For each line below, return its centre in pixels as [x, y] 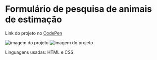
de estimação [34, 19]
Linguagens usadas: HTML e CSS [39, 52]
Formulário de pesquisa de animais [78, 9]
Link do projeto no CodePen [34, 33]
